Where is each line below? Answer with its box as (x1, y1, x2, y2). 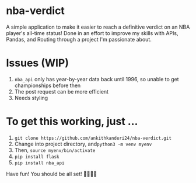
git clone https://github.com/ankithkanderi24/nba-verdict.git (14, 135, 172, 141)
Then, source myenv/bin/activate (14, 146, 96, 153)
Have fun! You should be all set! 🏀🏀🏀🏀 (6, 170, 97, 177)
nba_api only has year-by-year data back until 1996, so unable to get (14, 75, 179, 82)
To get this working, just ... (6, 115, 138, 128)
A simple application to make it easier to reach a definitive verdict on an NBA (6, 23, 190, 30)
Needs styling (14, 94, 48, 101)
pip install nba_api (14, 160, 65, 166)
